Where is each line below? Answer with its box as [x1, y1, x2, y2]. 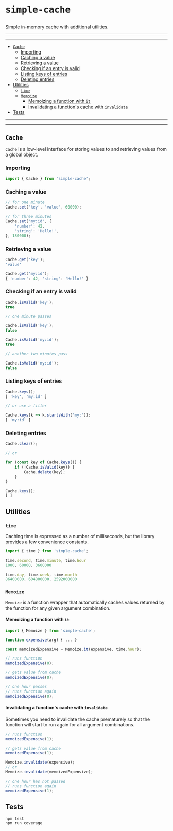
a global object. [5, 151, 39, 158]
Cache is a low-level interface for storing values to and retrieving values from [5, 146, 167, 152]
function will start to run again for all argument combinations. [5, 721, 135, 728]
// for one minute [5, 200, 45, 205]
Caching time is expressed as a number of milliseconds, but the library [5, 533, 155, 539]
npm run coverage [5, 821, 43, 826]
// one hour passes [5, 684, 47, 689]
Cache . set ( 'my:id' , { [5, 219, 52, 224]
